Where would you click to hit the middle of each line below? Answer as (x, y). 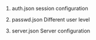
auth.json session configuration (50, 8)
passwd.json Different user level (51, 19)
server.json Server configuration (51, 31)
